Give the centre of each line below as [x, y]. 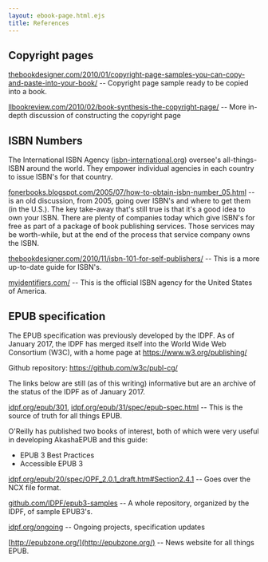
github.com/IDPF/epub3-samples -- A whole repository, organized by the [129, 503]
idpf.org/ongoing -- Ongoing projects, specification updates [107, 527]
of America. [28, 291]
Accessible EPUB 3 [51, 463]
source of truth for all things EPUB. [65, 415]
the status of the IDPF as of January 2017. [77, 391]
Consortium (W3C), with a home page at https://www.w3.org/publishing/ [128, 352]
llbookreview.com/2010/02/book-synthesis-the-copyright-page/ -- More [128, 107]
